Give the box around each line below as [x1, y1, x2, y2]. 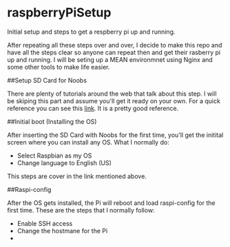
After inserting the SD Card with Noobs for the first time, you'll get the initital [7, 131, 224, 139]
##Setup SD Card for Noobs [7, 76, 87, 84]
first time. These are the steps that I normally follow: [7, 206, 155, 214]
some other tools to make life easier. [7, 63, 110, 71]
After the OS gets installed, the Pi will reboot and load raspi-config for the [7, 198, 216, 207]
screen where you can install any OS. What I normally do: [7, 138, 170, 146]
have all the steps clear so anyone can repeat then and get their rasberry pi [7, 48, 221, 56]
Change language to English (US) [17, 158, 112, 167]
